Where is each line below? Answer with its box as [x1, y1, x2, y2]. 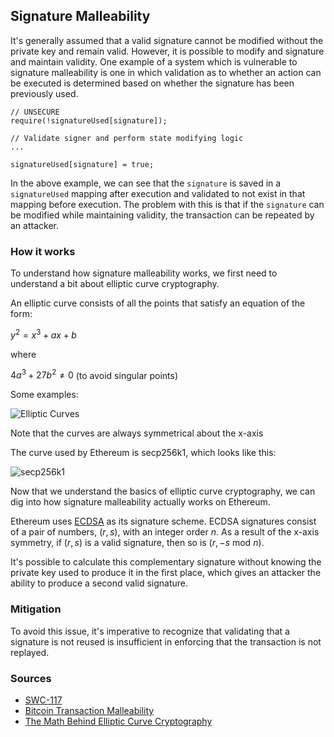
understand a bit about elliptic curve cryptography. [10, 278, 220, 290]
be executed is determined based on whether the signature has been [10, 77, 295, 89]
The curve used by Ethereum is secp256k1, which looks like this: [10, 447, 277, 459]
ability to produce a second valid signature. [10, 577, 189, 589]
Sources [10, 671, 52, 685]
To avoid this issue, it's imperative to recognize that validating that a [10, 625, 290, 637]
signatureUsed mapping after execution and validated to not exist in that [10, 187, 306, 199]
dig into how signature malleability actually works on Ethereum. [10, 496, 271, 508]
